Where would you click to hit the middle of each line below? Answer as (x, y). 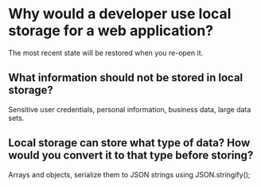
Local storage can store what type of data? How (129, 143)
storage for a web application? (111, 31)
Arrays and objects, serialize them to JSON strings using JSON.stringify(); (129, 174)
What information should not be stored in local (126, 78)
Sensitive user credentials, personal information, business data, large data (130, 109)
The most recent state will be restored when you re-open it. (106, 53)
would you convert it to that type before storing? (131, 156)
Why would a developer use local (120, 14)
